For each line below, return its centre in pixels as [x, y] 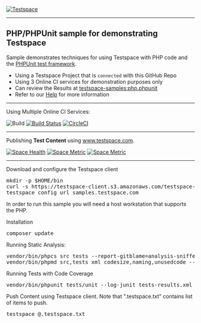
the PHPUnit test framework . [41, 63]
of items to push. [27, 303]
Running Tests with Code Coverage [50, 273]
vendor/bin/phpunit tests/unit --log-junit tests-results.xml [99, 285]
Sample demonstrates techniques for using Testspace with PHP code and [97, 57]
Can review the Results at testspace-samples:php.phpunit [86, 88]
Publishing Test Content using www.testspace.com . [70, 140]
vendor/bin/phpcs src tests [47, 256]
